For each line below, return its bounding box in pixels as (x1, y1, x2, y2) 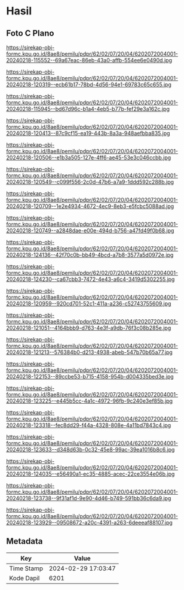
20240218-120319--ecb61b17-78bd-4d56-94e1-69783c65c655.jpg (6, 81, 171, 88)
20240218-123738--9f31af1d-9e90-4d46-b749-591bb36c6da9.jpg (6, 495, 171, 501)
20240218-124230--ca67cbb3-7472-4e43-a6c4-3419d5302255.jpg (6, 276, 175, 283)
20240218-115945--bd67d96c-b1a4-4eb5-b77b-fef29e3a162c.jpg (6, 105, 170, 112)
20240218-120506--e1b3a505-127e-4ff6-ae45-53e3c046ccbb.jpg (6, 154, 171, 161)
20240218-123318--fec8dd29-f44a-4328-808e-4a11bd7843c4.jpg (6, 422, 171, 429)
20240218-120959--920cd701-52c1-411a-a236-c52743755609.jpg (6, 300, 171, 307)
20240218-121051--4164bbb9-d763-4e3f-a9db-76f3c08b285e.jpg (6, 325, 171, 331)
